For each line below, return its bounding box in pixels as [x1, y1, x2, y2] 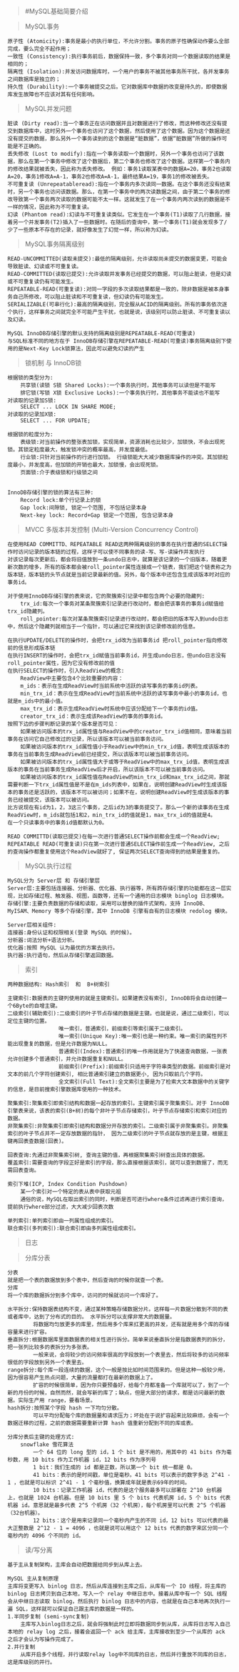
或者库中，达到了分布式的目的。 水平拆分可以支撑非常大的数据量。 [7, 1313, 176, 1320]
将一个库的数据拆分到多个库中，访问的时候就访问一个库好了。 [7, 1292, 162, 1299]
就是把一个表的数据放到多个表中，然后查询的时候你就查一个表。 [7, 1277, 167, 1284]
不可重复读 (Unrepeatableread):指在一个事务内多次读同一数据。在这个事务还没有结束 [7, 181, 230, 188]
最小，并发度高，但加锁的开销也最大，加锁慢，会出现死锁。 [12, 461, 162, 468]
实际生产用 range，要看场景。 [17, 1397, 96, 1404]
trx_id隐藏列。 [7, 608, 49, 615]
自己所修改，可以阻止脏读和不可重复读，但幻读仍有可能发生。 [12, 293, 167, 300]
